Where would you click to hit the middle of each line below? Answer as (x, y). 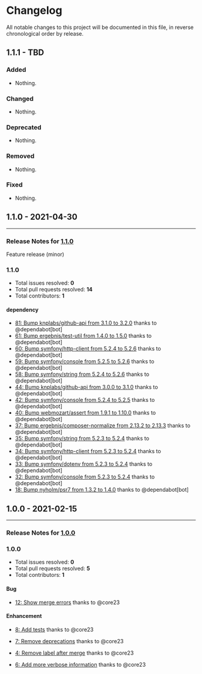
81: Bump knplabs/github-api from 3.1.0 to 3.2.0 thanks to (86, 323)
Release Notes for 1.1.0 (40, 241)
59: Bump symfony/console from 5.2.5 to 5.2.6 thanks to (84, 361)
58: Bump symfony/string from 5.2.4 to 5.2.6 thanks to (82, 374)
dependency (23, 310)
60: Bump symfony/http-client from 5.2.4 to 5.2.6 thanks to (88, 349)
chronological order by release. (45, 33)
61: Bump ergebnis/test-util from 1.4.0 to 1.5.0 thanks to (83, 336)
